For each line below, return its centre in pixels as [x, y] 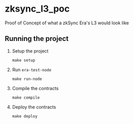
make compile [26, 97]
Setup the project [30, 51]
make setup [24, 60]
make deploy [25, 116]
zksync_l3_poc [37, 9]
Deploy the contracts [34, 107]
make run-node [27, 79]
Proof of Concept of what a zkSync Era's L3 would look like [67, 23]
